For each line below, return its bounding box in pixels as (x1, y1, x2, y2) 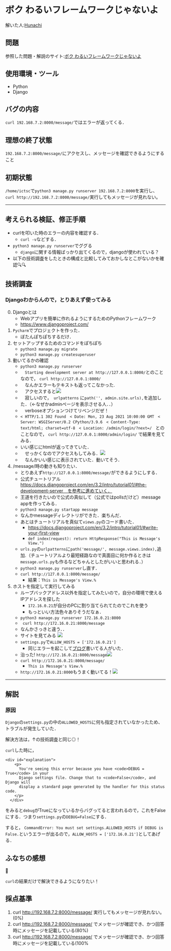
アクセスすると (24, 388, 56, 394)
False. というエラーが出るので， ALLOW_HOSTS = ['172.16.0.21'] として (5, 831, 152, 837)
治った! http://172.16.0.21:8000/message (20, 651, 107, 658)
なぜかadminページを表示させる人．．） (35, 401, 116, 407)
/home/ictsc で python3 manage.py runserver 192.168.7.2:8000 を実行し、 (5, 188, 158, 194)
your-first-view (27, 530, 60, 536)
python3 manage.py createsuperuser (20, 352, 96, 357)
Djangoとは (12, 309, 37, 315)
